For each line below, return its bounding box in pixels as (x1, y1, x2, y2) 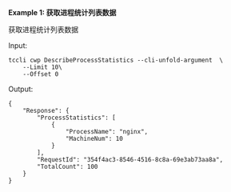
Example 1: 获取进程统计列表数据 (8, 8, 117, 17)
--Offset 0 (22, 70, 59, 78)
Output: (8, 84, 34, 94)
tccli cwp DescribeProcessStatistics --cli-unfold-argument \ (8, 56, 224, 64)
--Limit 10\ (22, 63, 62, 71)
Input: (8, 41, 28, 50)
